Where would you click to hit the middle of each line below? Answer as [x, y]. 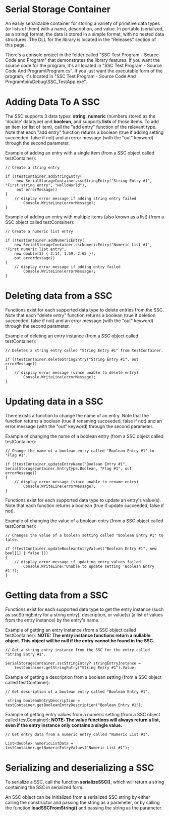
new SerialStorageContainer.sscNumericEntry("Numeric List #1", [83, 245]
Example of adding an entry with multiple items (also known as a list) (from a [85, 217]
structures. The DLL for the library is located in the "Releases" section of [81, 40]
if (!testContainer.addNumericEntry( [45, 240]
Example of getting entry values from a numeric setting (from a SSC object [83, 714]
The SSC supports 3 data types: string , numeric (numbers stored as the [80, 116]
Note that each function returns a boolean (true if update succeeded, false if [84, 506]
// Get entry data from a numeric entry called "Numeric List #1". [78, 734]
